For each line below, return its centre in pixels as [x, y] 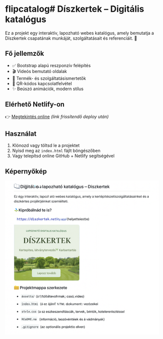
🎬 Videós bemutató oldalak [40, 71]
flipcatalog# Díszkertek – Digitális [75, 9]
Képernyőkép [26, 171]
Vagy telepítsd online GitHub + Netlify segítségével [63, 156]
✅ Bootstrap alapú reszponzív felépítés [51, 65]
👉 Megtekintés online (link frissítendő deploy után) [57, 117]
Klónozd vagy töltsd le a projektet [46, 145]
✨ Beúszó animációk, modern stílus [48, 89]
